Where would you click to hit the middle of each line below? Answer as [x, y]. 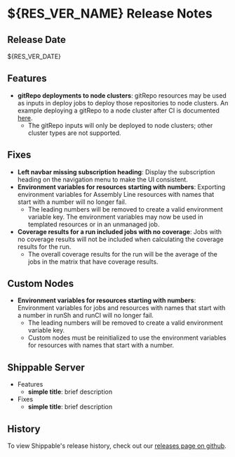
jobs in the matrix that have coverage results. [93, 262]
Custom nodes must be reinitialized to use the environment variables [127, 338]
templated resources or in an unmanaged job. [94, 224]
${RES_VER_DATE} [34, 56]
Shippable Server [46, 367]
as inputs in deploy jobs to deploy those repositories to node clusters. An [123, 103]
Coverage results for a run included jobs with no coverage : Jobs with [120, 231]
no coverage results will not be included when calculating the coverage [120, 239]
